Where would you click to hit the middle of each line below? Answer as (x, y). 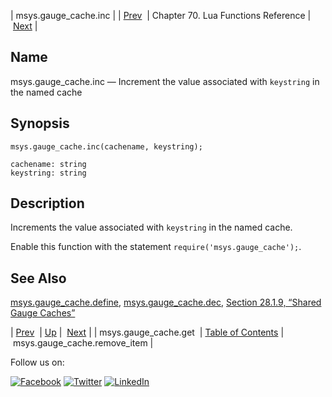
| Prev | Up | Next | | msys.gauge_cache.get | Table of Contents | (147, 332)
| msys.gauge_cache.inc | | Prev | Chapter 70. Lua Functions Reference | (161, 15)
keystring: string (48, 173)
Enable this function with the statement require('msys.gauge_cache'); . (156, 247)
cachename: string (48, 164)
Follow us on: (37, 362)
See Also (38, 278)
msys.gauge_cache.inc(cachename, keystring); (106, 146)
